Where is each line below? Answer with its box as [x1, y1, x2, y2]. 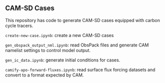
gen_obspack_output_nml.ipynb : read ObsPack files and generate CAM [5, 42, 149, 48]
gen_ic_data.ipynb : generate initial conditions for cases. [5, 57, 121, 63]
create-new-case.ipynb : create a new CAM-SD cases [5, 32, 114, 38]
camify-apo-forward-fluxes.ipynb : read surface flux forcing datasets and [5, 66, 156, 72]
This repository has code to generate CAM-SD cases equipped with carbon [5, 17, 161, 23]
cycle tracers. [5, 22, 33, 28]
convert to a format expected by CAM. [5, 72, 84, 78]
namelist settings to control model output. [5, 47, 91, 53]
